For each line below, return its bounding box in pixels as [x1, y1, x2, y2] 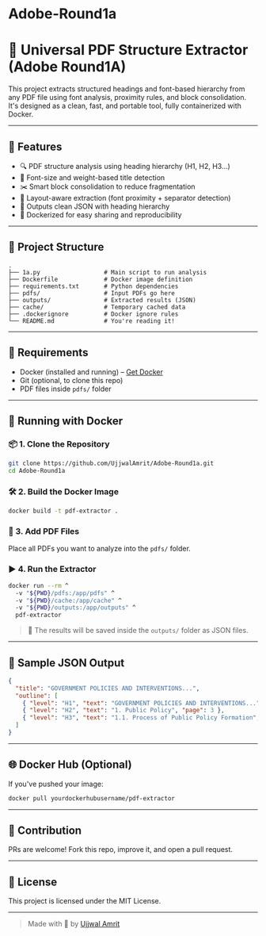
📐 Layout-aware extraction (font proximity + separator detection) [19, 193, 231, 202]
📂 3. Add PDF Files [8, 526, 80, 537]
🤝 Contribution [8, 824, 82, 838]
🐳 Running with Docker [8, 414, 123, 428]
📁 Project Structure [8, 240, 104, 254]
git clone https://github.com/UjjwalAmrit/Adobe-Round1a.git [8, 459, 215, 468]
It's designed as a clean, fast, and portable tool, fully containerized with [8, 101, 241, 111]
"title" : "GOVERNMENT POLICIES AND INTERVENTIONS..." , [15, 684, 200, 692]
